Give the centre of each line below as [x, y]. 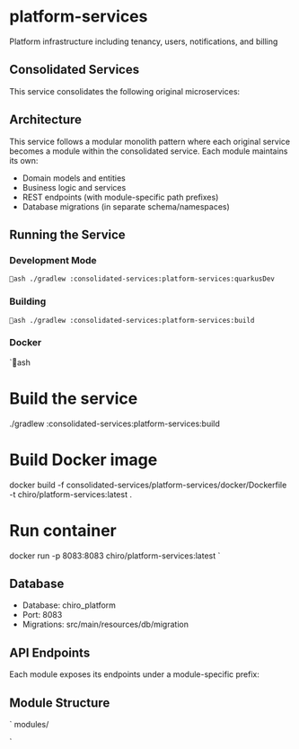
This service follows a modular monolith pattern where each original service [149, 141]
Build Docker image [84, 459]
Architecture [46, 120]
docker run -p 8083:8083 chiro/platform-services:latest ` [115, 556]
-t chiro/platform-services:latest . [71, 494]
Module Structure [60, 703]
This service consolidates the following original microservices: [125, 91]
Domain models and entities [74, 178]
